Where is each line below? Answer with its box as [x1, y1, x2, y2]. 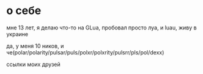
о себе [6, 4, 42, 18]
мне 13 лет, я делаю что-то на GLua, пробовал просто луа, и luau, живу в [6, 24, 197, 31]
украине [6, 30, 29, 37]
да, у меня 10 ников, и [6, 42, 64, 50]
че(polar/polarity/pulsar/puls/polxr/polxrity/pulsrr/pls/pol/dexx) [6, 48, 164, 56]
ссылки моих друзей [6, 61, 61, 68]
